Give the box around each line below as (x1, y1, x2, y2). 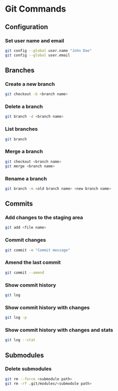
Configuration (5, 23, 48, 31)
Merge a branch (5, 148, 43, 155)
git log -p (5, 315, 27, 320)
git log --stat (5, 338, 36, 342)
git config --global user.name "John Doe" (5, 48, 92, 53)
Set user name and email (5, 37, 64, 44)
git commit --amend (5, 270, 44, 275)
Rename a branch (5, 175, 47, 182)
